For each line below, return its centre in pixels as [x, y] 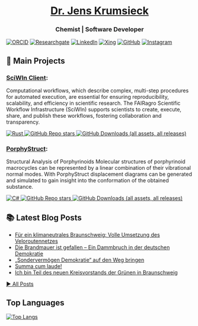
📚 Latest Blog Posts [44, 217]
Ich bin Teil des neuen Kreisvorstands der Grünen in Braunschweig [96, 273]
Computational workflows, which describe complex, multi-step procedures [98, 91]
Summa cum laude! [38, 266]
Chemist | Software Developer [100, 30]
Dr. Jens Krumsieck [100, 11]
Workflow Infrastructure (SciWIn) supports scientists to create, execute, [94, 109]
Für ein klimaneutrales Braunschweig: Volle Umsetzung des [87, 235]
